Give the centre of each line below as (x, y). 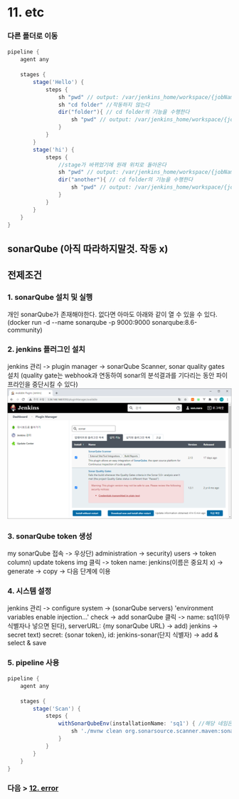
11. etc (26, 12)
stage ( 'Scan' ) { (57, 709)
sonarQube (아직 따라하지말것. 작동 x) (88, 249)
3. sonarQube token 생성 (50, 536)
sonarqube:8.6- (175, 322)
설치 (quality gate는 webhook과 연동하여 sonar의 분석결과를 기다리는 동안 (111, 375)
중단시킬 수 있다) (55, 384)
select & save (27, 642)
